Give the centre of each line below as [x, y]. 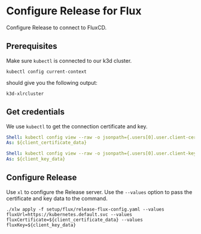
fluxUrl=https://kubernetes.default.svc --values [69, 214]
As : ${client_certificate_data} [46, 143]
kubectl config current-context [46, 72]
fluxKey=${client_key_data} [41, 225]
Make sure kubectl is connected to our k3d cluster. [69, 60]
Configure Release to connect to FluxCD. [56, 27]
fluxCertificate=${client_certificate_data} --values [75, 220]
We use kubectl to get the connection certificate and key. [77, 126]
